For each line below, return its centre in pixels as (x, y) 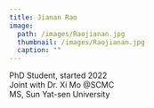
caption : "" (40, 50)
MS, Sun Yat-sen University (60, 95)
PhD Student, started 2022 (58, 75)
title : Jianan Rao (43, 17)
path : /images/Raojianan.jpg (71, 34)
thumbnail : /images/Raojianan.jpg (81, 42)
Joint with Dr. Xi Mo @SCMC (62, 85)
